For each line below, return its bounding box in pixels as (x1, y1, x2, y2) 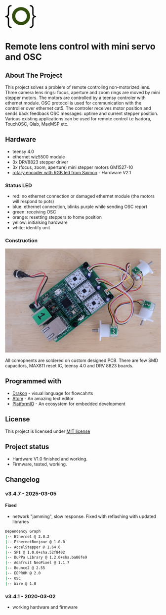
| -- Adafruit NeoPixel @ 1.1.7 (5, 560, 70, 565)
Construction (5, 237, 38, 244)
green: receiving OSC (12, 209, 56, 215)
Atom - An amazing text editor (12, 395, 74, 401)
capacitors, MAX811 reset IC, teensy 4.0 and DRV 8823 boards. (5, 363, 134, 369)
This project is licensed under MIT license (5, 428, 90, 434)
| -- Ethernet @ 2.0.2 (5, 534, 50, 539)
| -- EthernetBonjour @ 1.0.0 (5, 539, 65, 544)
